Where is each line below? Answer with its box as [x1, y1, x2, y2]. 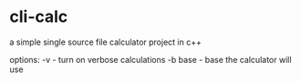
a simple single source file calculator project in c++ [9, 36, 202, 47]
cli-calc [9, 6, 68, 27]
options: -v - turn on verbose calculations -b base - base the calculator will [9, 54, 292, 65]
